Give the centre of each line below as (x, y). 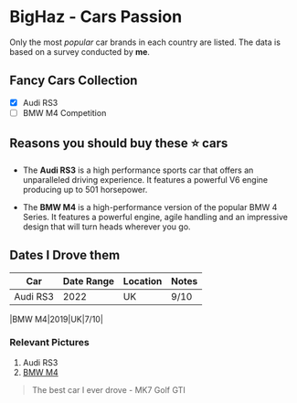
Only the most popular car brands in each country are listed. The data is (145, 42)
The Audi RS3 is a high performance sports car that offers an (138, 170)
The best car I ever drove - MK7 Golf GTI (108, 389)
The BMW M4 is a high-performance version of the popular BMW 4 (150, 207)
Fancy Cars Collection (74, 81)
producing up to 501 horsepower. (85, 189)
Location (143, 281)
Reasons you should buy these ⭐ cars (119, 143)
